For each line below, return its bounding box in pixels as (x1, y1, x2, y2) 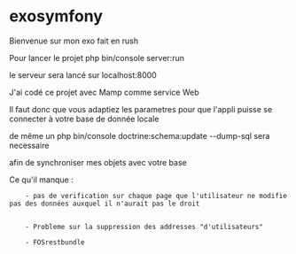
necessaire (9, 140, 50, 150)
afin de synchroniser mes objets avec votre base (9, 157, 188, 167)
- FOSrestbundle (25, 237, 86, 247)
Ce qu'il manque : (9, 174, 74, 185)
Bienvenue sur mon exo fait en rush (9, 35, 139, 46)
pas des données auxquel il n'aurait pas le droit (9, 199, 200, 208)
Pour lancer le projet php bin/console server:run (9, 52, 184, 63)
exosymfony (9, 6, 104, 27)
